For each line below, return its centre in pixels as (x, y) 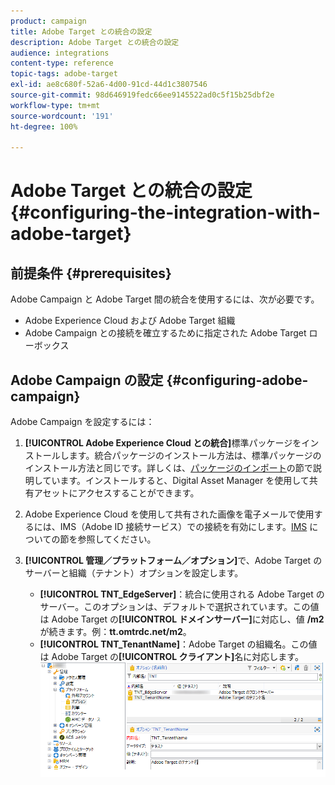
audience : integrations (60, 53)
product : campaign (48, 21)
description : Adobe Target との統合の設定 (95, 42)
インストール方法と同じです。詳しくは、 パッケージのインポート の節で (168, 468)
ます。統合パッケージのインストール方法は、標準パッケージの (195, 456)
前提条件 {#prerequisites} (91, 273)
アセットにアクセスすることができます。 (116, 493)
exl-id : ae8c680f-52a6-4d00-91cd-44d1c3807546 (109, 85)
